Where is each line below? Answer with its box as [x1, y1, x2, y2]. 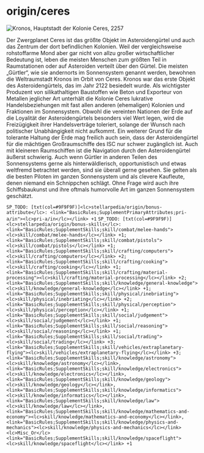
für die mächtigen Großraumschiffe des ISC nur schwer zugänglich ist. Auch [6, 140, 199, 147]
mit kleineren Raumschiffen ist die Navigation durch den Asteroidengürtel [6, 147, 191, 154]
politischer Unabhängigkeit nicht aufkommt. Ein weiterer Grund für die [6, 127, 183, 134]
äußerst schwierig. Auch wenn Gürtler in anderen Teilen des [6, 153, 158, 160]
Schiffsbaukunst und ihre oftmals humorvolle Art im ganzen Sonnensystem [6, 185, 195, 193]
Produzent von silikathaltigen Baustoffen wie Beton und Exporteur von [6, 88, 183, 95]
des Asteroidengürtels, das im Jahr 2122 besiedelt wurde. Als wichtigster [6, 81, 191, 89]
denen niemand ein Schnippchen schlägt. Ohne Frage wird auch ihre [6, 179, 179, 186]
